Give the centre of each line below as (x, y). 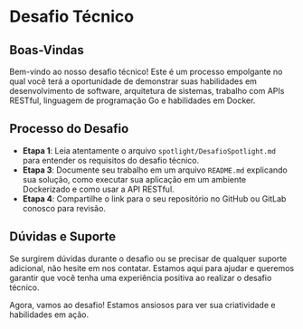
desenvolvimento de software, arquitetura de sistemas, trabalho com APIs (147, 91)
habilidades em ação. (49, 315)
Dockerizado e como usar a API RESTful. (98, 189)
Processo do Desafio (69, 129)
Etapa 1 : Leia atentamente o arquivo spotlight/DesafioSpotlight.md (149, 150)
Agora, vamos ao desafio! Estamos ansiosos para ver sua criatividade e (142, 305)
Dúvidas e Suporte (63, 237)
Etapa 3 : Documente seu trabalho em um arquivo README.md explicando (155, 170)
